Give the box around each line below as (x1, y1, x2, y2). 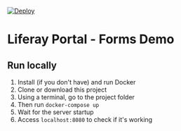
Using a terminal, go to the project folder (17, 93, 135, 101)
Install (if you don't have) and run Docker (17, 78, 136, 86)
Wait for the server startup (17, 108, 94, 116)
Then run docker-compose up (17, 101, 100, 108)
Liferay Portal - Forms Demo (7, 32, 175, 47)
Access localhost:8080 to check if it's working (17, 116, 153, 123)
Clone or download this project (17, 85, 107, 94)
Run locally (7, 59, 58, 71)
